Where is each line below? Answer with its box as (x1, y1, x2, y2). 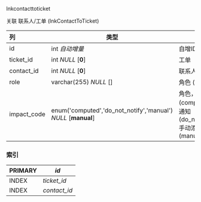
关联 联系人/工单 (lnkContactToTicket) (6, 17, 99, 25)
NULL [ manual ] (51, 114, 95, 122)
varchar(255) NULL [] (51, 78, 113, 86)
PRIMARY (9, 167, 37, 175)
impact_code (9, 110, 46, 118)
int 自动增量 (51, 45, 84, 53)
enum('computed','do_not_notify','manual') (51, 106, 173, 114)
